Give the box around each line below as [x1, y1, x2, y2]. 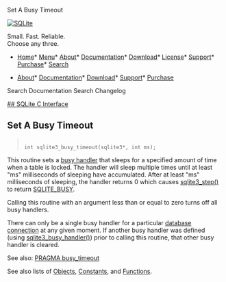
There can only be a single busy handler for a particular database [7, 218, 192, 227]
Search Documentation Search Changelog [7, 87, 127, 94]
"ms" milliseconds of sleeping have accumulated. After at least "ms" [7, 170, 200, 179]
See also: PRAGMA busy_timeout [7, 253, 100, 262]
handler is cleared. [7, 240, 60, 248]
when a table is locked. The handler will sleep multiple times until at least [7, 163, 213, 171]
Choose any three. [7, 40, 60, 47]
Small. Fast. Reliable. [7, 32, 66, 40]
